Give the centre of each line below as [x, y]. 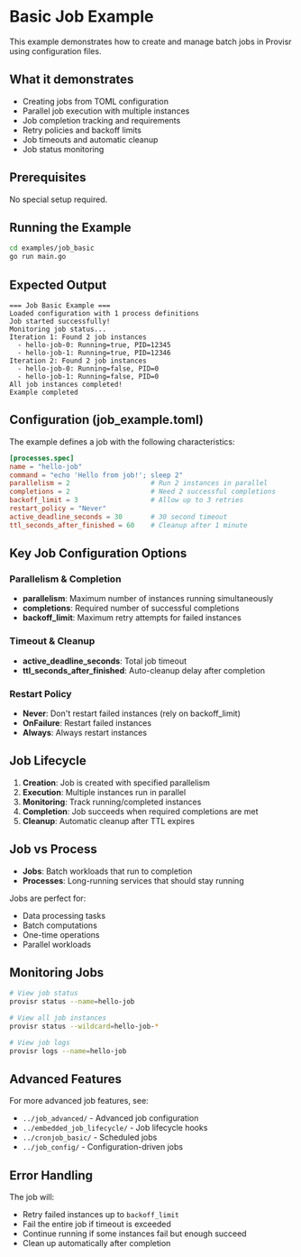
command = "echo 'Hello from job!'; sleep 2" [96, 475]
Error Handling [51, 1175]
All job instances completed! [66, 384]
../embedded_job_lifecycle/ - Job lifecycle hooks [115, 1128]
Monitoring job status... [58, 329]
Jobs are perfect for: [48, 898]
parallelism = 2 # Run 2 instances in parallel [139, 483]
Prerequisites [48, 178]
